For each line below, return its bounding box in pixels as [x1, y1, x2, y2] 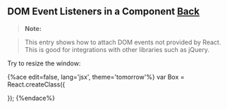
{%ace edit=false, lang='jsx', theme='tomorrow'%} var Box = [7, 72, 185, 81]
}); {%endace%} [7, 94, 55, 102]
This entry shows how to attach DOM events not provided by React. [24, 38, 221, 46]
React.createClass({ [7, 80, 66, 89]
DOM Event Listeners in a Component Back [7, 6, 200, 18]
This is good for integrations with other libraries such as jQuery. [24, 45, 210, 53]
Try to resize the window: [7, 59, 81, 68]
